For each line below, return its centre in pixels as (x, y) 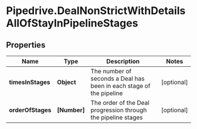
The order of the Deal (120, 103)
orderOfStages (30, 110)
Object (67, 82)
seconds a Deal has (118, 79)
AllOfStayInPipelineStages (72, 23)
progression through (119, 110)
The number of (111, 71)
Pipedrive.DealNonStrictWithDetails (96, 11)
